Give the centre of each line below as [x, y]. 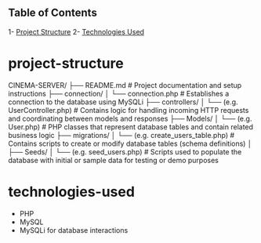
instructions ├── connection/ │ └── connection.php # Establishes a [119, 93]
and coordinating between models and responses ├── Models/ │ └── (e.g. [130, 118]
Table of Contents [53, 13]
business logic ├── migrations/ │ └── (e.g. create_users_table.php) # [121, 135]
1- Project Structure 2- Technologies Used [76, 31]
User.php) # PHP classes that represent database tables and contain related [130, 127]
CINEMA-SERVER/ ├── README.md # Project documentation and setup [125, 85]
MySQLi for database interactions [74, 230]
